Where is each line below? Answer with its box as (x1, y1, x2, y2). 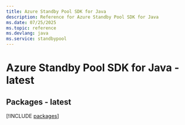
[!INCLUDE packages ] (6, 113, 59, 119)
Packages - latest (6, 97, 72, 107)
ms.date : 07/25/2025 (6, 19, 57, 25)
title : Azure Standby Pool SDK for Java (6, 8, 107, 15)
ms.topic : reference (6, 25, 57, 31)
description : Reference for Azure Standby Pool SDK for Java (6, 14, 159, 20)
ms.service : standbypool (6, 36, 67, 42)
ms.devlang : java (6, 31, 49, 36)
